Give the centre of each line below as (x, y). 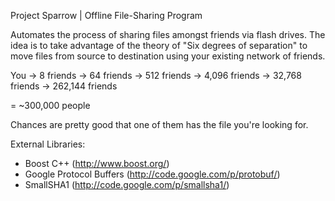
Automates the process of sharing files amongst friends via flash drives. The (168, 34)
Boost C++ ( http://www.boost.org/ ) (97, 163)
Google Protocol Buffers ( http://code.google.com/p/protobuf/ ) (152, 174)
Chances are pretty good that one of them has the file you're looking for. (159, 124)
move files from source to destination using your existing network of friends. (168, 56)
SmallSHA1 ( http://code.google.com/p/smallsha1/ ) (127, 184)
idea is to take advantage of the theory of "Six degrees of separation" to (159, 45)
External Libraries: (48, 144)
